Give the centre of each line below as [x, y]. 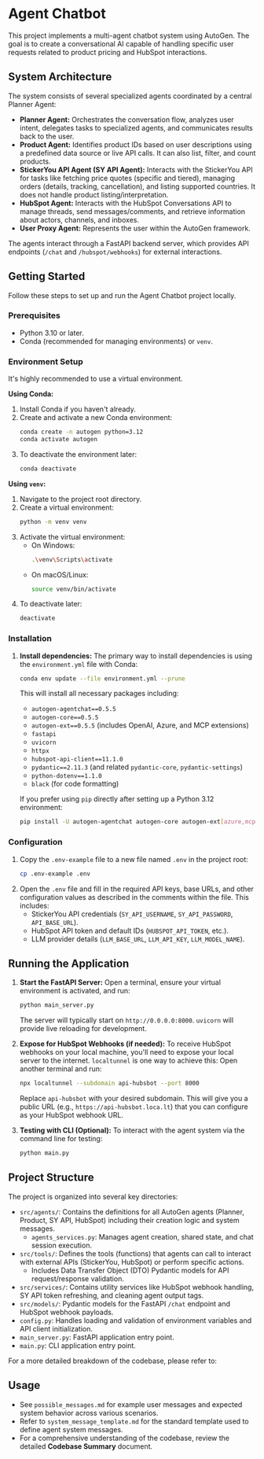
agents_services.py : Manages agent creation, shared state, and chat [142, 1236]
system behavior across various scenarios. [89, 1413]
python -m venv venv [53, 521]
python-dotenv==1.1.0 [66, 776]
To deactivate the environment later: [78, 454]
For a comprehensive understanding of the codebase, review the [125, 1438]
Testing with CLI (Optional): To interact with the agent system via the [132, 1130]
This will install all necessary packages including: [99, 694]
